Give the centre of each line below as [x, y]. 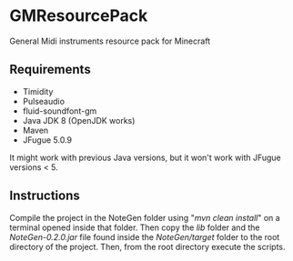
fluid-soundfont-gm [60, 111]
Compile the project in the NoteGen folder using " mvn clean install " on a [145, 217]
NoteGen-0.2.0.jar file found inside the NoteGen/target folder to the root [145, 236]
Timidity [38, 91]
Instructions [45, 196]
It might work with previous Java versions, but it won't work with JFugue [146, 157]
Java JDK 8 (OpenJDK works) [79, 120]
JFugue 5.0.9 [47, 140]
